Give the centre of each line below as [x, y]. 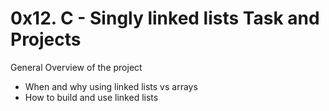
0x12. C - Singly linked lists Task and [165, 18]
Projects [46, 39]
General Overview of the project [76, 67]
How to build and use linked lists [91, 97]
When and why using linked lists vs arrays [111, 86]
